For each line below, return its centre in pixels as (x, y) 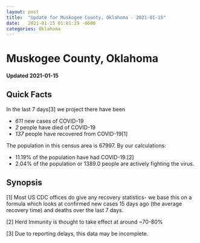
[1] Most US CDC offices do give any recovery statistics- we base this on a (99, 197)
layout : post (23, 12)
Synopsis (24, 183)
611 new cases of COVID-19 (49, 121)
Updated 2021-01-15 (32, 76)
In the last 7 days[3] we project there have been (66, 109)
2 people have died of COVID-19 (55, 127)
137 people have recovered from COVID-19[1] (71, 134)
